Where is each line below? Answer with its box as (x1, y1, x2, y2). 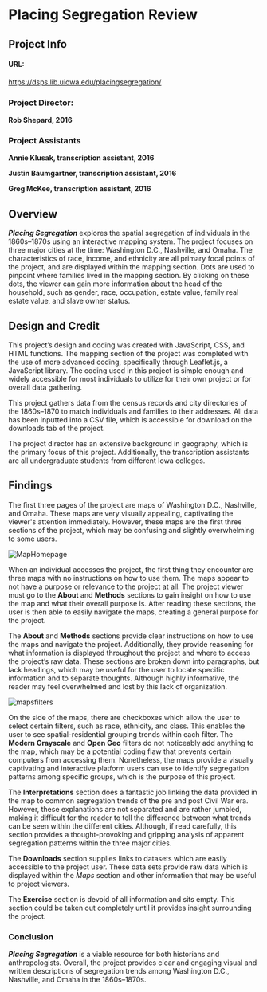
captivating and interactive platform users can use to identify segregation (8, 763, 249, 773)
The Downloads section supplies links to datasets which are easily (8, 853, 227, 863)
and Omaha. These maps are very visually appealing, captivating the (8, 508, 234, 518)
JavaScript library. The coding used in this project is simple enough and (8, 366, 244, 375)
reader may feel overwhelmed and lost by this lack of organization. (8, 681, 227, 691)
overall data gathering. (8, 382, 82, 392)
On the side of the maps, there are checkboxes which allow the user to (8, 712, 241, 722)
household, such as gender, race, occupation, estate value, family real (8, 288, 239, 297)
